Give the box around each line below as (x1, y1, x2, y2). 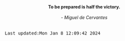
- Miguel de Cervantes (60, 14, 108, 20)
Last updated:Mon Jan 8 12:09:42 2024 (5, 30, 101, 36)
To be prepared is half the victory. (48, 4, 120, 9)
